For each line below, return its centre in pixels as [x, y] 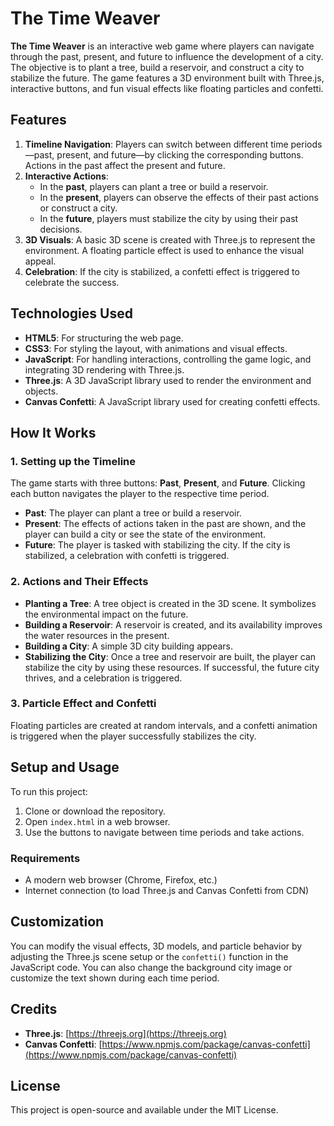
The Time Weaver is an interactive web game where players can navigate [162, 46]
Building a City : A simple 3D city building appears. [128, 646]
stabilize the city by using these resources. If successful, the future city [172, 667]
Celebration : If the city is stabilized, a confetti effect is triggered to [162, 271]
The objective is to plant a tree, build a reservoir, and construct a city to [157, 67]
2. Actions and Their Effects [79, 582]
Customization [57, 922]
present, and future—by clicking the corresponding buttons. [180, 154]
